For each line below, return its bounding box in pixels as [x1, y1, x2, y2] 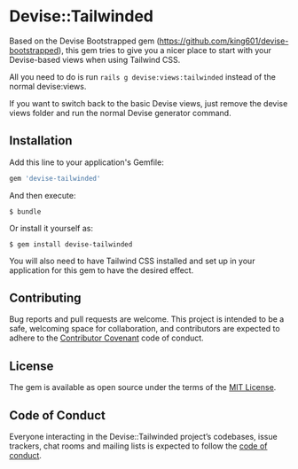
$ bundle [9, 207, 42, 216]
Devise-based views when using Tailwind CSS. [9, 54, 181, 65]
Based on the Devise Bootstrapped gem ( [9, 35, 160, 46]
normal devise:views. [9, 81, 87, 91]
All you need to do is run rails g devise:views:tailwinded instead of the [9, 71, 277, 82]
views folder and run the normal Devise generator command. [9, 107, 232, 118]
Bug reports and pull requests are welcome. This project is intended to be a [9, 314, 285, 324]
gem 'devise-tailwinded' [9, 174, 101, 183]
